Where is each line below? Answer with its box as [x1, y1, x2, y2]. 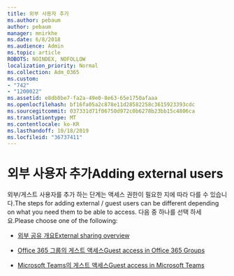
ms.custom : [7, 75, 39, 82]
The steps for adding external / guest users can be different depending [14, 199, 219, 208]
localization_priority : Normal [7, 62, 98, 69]
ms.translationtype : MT [7, 114, 77, 121]
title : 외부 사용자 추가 [7, 10, 70, 17]
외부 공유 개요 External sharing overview [17, 231, 130, 240]
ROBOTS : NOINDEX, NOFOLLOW [7, 56, 86, 63]
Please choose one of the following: [14, 217, 118, 225]
